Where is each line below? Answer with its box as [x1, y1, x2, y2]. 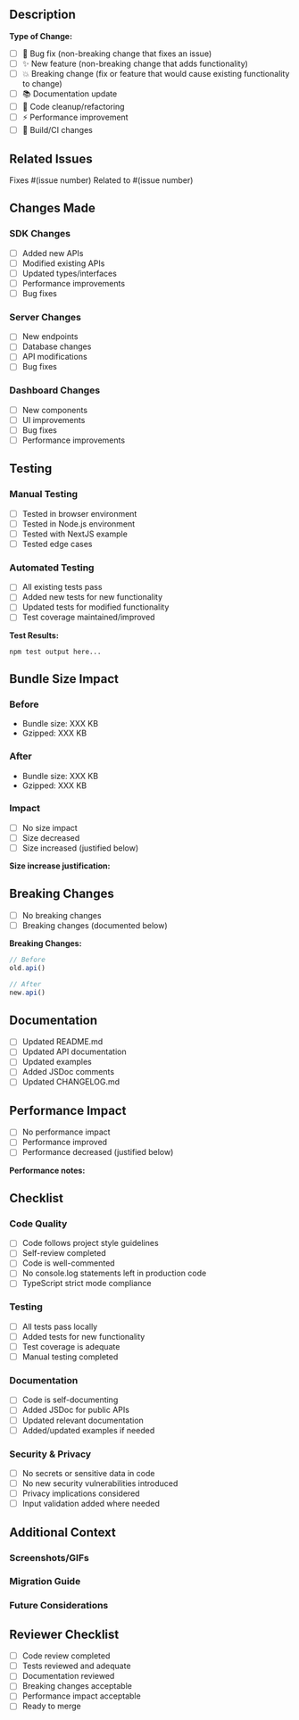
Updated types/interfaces [21, 268, 118, 278]
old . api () [9, 963, 46, 972]
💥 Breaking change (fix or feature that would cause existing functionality [21, 68, 290, 79]
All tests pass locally [21, 1321, 98, 1332]
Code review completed [21, 1650, 111, 1661]
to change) [21, 79, 62, 88]
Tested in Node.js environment [21, 518, 136, 529]
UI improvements [21, 414, 86, 425]
